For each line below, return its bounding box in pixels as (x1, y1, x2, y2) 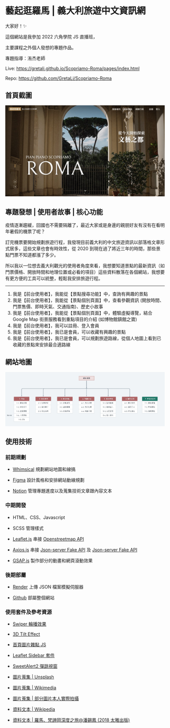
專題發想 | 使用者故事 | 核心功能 (5, 207, 103, 216)
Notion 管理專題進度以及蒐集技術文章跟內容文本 (12, 488, 112, 494)
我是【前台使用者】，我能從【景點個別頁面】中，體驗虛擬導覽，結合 (12, 310, 153, 316)
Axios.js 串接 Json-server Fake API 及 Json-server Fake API (12, 546, 138, 552)
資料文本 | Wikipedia (12, 706, 56, 712)
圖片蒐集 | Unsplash (12, 674, 54, 680)
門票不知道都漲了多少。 (9, 252, 59, 258)
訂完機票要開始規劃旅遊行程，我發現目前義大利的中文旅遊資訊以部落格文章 (5, 239, 160, 245)
